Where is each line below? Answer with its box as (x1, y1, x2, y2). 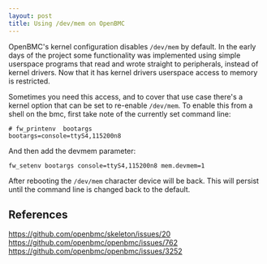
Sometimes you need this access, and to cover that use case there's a (8, 92, 243, 101)
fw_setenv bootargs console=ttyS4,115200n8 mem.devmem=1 (8, 161, 205, 170)
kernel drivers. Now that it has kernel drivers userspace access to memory (8, 67, 258, 77)
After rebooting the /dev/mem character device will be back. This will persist (8, 176, 260, 185)
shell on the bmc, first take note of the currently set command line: (8, 109, 231, 118)
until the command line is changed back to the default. (8, 184, 191, 194)
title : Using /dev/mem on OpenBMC (8, 19, 126, 28)
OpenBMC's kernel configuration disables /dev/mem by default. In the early (8, 41, 256, 51)
